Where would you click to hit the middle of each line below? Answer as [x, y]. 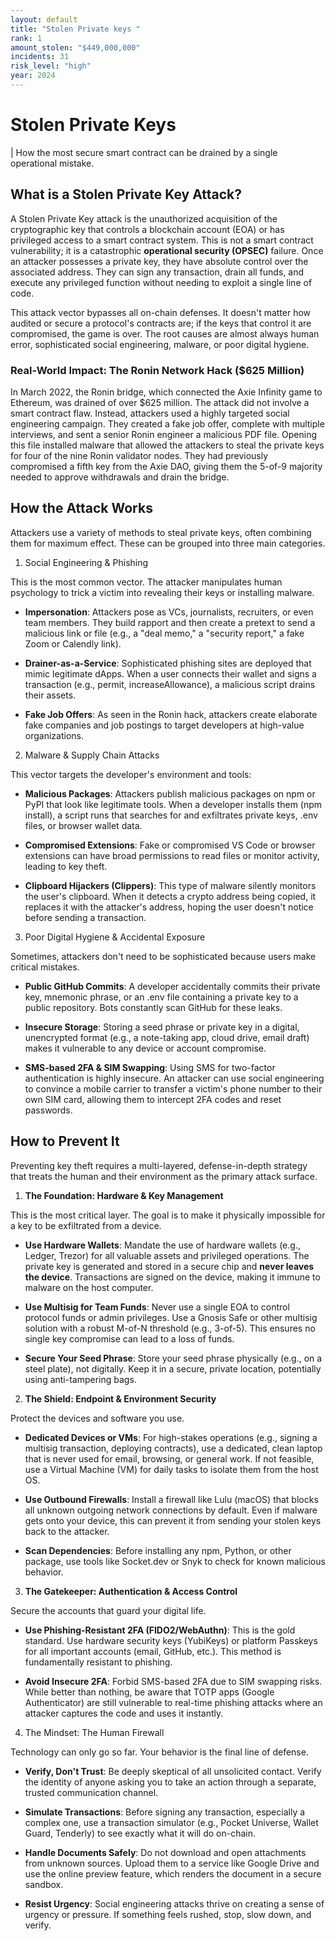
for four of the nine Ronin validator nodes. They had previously [139, 455]
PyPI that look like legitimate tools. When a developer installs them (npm [173, 804]
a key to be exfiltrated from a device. [86, 1225]
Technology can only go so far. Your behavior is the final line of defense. [159, 1752]
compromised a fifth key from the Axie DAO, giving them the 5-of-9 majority [166, 466]
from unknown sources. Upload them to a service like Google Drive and [172, 1863]
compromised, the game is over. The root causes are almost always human [165, 333]
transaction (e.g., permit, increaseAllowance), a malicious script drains [170, 684]
